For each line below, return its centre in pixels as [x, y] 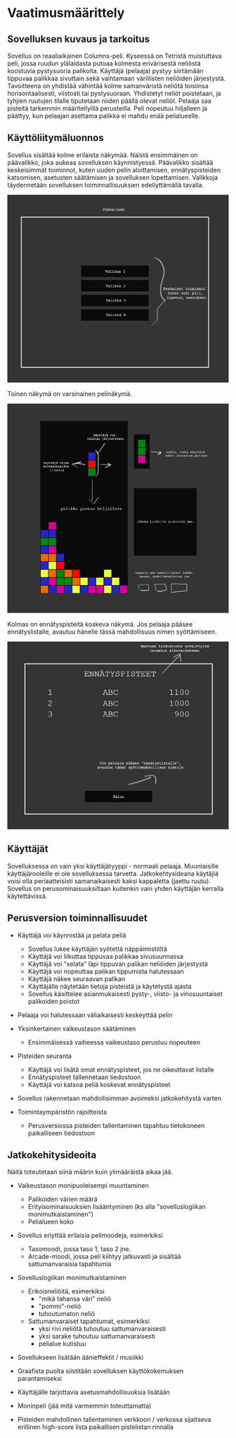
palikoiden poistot [54, 1001]
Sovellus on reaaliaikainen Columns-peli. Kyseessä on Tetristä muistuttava [115, 56]
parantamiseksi [39, 1379]
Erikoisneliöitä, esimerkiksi [66, 1291]
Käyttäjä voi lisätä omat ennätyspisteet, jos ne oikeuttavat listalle [121, 1069]
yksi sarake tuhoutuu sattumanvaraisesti [97, 1336]
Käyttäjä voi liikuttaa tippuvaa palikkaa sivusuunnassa [106, 956]
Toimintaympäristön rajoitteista [62, 1112]
